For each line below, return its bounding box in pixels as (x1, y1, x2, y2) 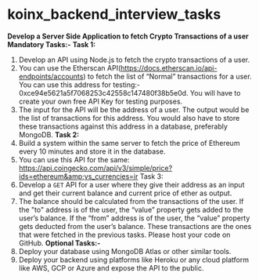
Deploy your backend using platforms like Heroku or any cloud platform (18, 255, 250, 264)
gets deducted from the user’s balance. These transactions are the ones (18, 221, 252, 231)
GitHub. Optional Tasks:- (18, 238, 101, 248)
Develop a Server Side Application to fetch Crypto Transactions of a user (7, 31, 249, 41)
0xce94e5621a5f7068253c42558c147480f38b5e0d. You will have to (18, 88, 241, 97)
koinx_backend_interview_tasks (7, 5, 221, 24)
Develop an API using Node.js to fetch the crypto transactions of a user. (18, 55, 250, 64)
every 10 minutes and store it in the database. (18, 147, 166, 156)
